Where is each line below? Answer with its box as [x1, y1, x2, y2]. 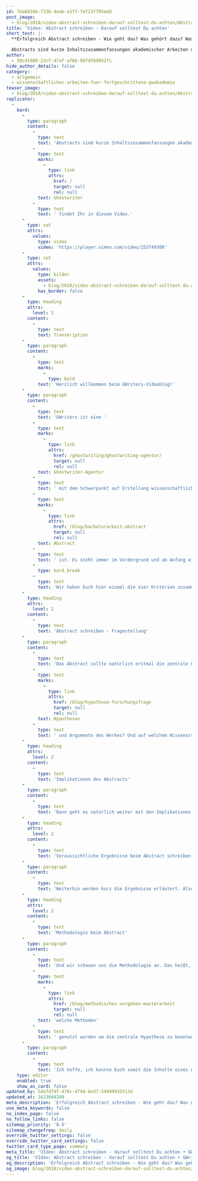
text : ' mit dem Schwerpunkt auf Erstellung [37, 485, 149, 491]
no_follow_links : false [6, 1116, 65, 1122]
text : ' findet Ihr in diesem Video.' [37, 211, 133, 217]
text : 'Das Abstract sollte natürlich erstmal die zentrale [37, 661, 189, 667]
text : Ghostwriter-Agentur [37, 469, 104, 475]
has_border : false [37, 288, 83, 294]
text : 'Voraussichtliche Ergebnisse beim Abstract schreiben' [37, 853, 194, 859]
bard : [16, 107, 31, 113]
